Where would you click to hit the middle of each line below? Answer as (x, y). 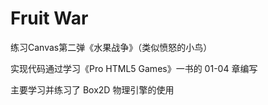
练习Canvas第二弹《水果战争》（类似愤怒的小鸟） (111, 47)
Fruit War (49, 18)
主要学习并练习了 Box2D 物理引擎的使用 (92, 89)
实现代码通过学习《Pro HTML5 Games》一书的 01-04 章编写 (134, 68)
